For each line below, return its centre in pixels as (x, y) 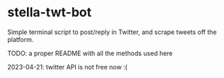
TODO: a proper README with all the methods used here (90, 53)
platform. (21, 39)
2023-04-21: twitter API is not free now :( (67, 67)
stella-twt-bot (50, 12)
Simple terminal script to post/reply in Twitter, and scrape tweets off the (112, 32)
